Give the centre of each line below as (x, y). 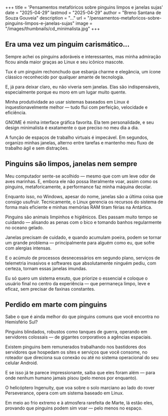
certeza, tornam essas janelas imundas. (46, 268)
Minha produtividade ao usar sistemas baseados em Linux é (67, 102)
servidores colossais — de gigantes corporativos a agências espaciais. (78, 337)
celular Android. (22, 363)
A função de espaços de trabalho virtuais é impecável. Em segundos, (77, 137)
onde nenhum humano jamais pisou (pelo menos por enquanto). (71, 378)
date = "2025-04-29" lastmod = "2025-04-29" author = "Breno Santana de (83, 13)
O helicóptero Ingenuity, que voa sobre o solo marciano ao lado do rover (80, 388)
